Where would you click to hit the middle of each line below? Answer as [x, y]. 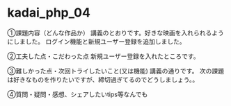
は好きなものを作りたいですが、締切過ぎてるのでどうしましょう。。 [103, 79]
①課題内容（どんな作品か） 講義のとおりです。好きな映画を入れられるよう [115, 33]
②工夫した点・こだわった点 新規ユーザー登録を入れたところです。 [103, 56]
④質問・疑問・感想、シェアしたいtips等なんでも [78, 94]
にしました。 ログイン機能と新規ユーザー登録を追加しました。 [96, 41]
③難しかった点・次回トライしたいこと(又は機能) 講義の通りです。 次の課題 [116, 71]
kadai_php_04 [49, 13]
